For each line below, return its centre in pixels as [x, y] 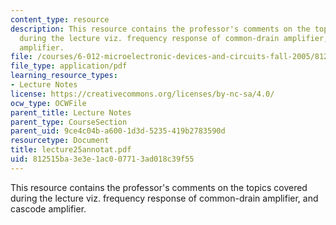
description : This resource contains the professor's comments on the [160, 29]
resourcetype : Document [60, 141]
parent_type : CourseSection [69, 122]
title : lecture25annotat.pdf [71, 150]
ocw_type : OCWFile [48, 103]
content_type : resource [60, 19]
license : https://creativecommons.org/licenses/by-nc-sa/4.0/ [142, 94]
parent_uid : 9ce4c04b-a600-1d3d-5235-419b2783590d [118, 131]
